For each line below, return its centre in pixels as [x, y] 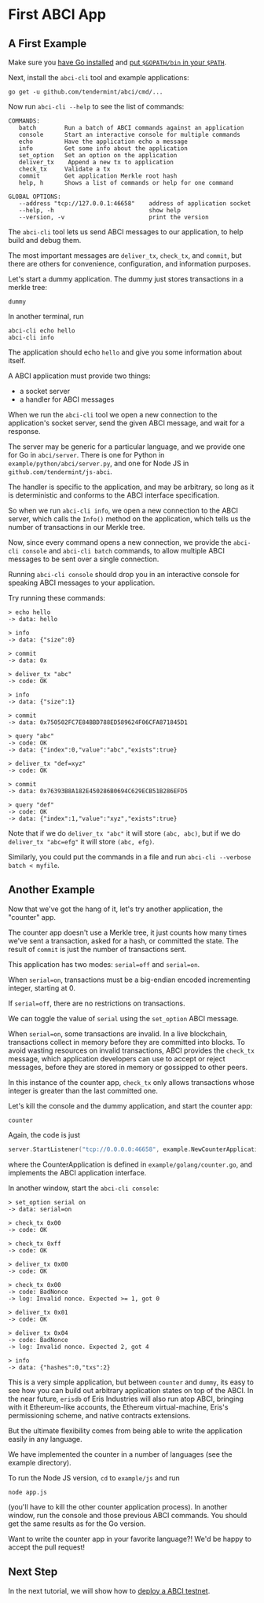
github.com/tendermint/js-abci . [60, 472]
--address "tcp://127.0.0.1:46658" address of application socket [135, 204]
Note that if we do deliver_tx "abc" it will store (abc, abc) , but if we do [125, 833]
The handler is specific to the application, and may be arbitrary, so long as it [131, 487]
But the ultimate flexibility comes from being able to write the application [126, 1430]
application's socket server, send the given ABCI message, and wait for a [126, 423]
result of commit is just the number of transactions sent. [97, 949]
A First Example [48, 44]
